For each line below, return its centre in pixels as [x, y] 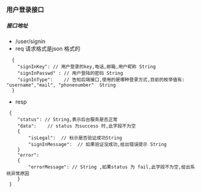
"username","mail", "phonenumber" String [61, 85]
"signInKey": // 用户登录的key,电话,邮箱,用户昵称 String [86, 66]
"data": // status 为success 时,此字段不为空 [77, 126]
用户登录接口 [25, 9]
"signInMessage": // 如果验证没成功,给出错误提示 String [97, 144]
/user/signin [30, 41]
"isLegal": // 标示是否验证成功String [75, 138]
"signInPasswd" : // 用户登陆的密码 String [70, 73]
